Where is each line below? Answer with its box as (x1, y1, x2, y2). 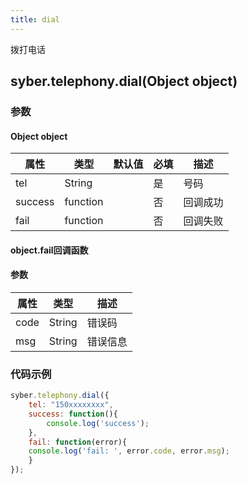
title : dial (10, 14, 60, 25)
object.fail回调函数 (10, 244, 89, 256)
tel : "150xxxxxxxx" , (28, 400, 114, 410)
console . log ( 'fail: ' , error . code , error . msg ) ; (28, 446, 230, 456)
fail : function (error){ (28, 437, 128, 447)
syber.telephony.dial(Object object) (10, 73, 238, 90)
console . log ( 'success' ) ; (46, 418, 150, 428)
